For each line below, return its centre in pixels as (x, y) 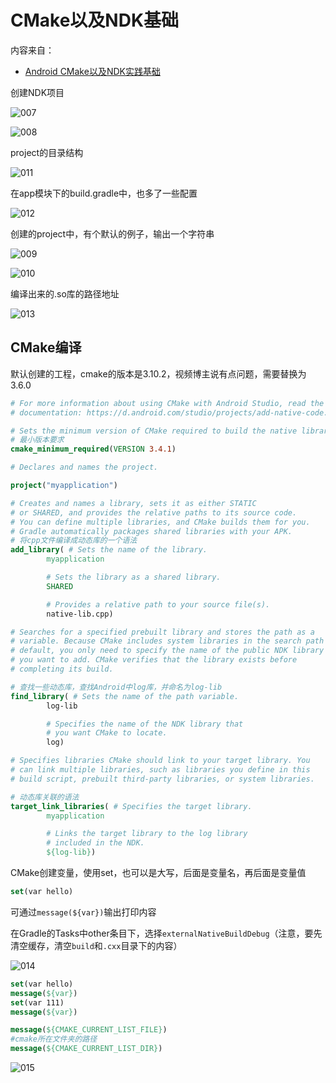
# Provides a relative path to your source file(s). (158, 604)
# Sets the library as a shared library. (134, 577)
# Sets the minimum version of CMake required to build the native (154, 431)
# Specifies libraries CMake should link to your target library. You (160, 761)
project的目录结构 (47, 152)
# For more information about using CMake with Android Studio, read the (167, 403)
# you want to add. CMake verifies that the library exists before (154, 660)
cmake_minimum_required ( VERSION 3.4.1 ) (93, 449)
